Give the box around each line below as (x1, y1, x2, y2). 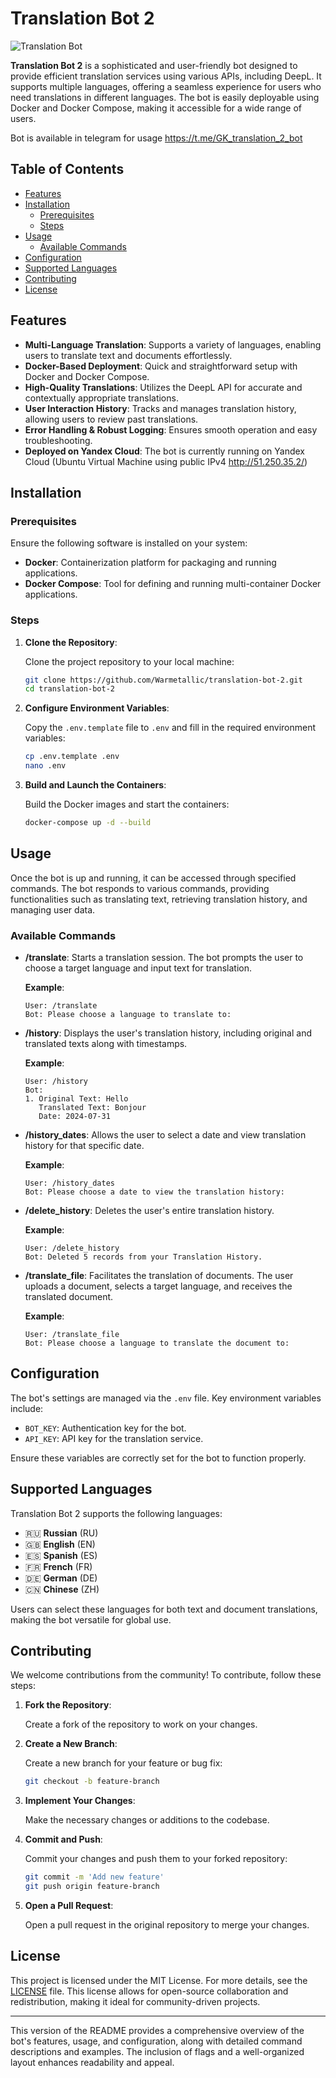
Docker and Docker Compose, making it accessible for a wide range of (10, 102, 302, 114)
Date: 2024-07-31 (38, 1112, 111, 1122)
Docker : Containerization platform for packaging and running (24, 557, 277, 569)
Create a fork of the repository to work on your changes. (24, 1718, 258, 1731)
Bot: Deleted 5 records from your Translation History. (24, 1252, 263, 1262)
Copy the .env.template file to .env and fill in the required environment (24, 722, 317, 734)
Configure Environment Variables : (24, 702, 170, 714)
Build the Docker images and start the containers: (24, 798, 230, 811)
